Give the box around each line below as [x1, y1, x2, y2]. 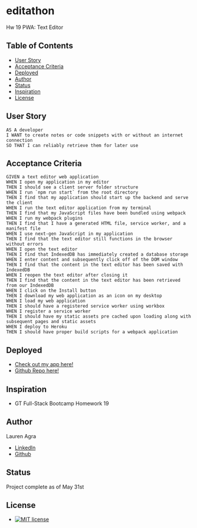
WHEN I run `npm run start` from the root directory [6, 190, 139, 195]
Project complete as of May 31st [6, 483, 84, 490]
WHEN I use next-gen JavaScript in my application [6, 231, 133, 237]
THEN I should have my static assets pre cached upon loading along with [6, 314, 192, 320]
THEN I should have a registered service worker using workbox [6, 303, 165, 309]
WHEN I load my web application [6, 298, 86, 304]
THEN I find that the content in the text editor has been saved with [6, 262, 183, 268]
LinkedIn [14, 444, 36, 451]
